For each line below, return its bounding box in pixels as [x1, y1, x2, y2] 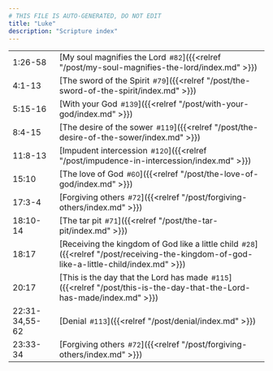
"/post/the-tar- [158, 215, 219, 226]
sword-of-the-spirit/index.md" [58, 85, 180, 97]
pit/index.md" [58, 225, 111, 236]
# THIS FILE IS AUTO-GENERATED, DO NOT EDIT [8, 11, 162, 20]
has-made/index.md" [58, 292, 142, 304]
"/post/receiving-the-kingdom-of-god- [96, 248, 253, 260]
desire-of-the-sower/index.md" [58, 132, 184, 143]
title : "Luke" [8, 19, 57, 28]
